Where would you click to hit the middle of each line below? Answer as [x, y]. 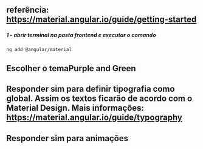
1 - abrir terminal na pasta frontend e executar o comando [81, 35]
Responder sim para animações [67, 138]
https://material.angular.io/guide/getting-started [101, 20]
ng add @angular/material [39, 50]
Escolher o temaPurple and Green [71, 68]
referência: [28, 10]
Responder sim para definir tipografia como [91, 89]
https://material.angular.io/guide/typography [94, 118]
